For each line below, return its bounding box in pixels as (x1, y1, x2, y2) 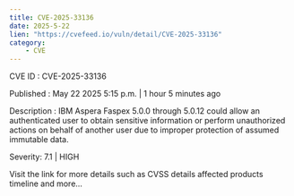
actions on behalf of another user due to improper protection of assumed (9, 124, 280, 135)
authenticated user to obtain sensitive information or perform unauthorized (9, 115, 286, 126)
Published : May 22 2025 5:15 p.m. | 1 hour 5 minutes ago (9, 89, 221, 99)
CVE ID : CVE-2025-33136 (9, 71, 108, 81)
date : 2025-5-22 (9, 21, 70, 30)
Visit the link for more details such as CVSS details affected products (9, 169, 264, 180)
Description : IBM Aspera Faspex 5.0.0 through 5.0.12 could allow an (9, 106, 260, 116)
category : (9, 38, 47, 47)
